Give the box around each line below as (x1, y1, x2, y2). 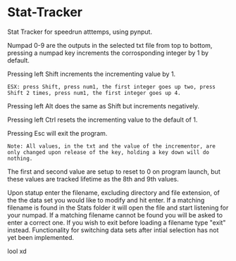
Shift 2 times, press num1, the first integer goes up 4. (7, 89, 181, 96)
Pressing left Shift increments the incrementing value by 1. (7, 70, 176, 78)
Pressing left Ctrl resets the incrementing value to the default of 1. (7, 115, 198, 124)
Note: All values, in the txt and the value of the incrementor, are (7, 142, 216, 150)
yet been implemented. (7, 233, 75, 241)
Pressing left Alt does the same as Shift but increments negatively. (7, 101, 199, 110)
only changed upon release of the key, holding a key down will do (7, 148, 210, 155)
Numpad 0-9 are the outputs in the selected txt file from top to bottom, (7, 41, 213, 49)
